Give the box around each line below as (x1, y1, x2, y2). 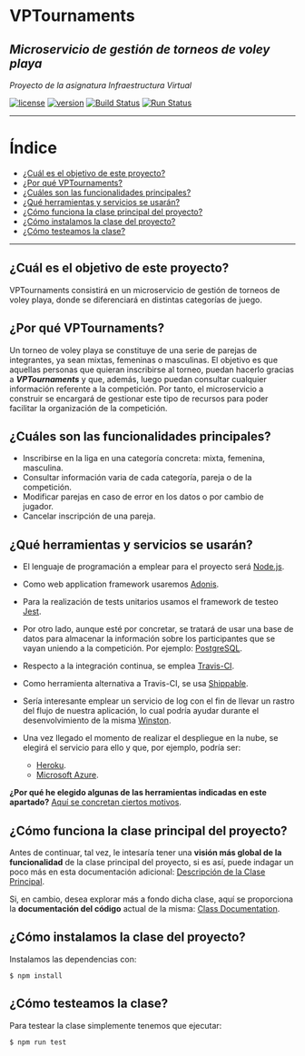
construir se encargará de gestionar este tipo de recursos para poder (9, 392, 269, 404)
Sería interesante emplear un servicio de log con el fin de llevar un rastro (22, 696, 295, 706)
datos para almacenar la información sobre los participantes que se (22, 633, 275, 645)
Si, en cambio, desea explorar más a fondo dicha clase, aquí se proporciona (9, 893, 293, 904)
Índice (9, 138, 57, 159)
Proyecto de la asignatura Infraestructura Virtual (9, 80, 192, 91)
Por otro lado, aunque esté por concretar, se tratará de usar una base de (22, 624, 294, 635)
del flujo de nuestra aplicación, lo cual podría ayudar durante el (22, 706, 260, 716)
